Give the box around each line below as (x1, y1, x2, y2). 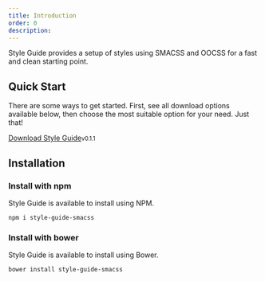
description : (8, 26, 52, 34)
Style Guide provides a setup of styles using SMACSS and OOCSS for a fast (8, 49, 258, 58)
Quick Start (8, 80, 66, 93)
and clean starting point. (8, 57, 89, 66)
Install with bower (8, 232, 79, 243)
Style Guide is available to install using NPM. (8, 198, 154, 208)
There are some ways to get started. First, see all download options (8, 101, 230, 111)
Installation (8, 156, 65, 170)
